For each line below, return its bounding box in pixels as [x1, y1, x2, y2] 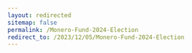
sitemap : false [7, 19, 58, 26]
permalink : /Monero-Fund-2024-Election [7, 26, 139, 34]
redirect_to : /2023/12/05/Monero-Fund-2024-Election [7, 33, 185, 41]
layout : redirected [7, 11, 72, 19]
